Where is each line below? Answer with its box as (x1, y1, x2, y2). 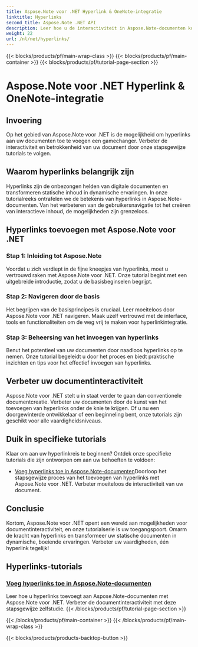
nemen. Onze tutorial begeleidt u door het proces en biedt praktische (6, 353, 174, 360)
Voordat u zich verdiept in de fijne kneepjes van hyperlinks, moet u (6, 265, 169, 272)
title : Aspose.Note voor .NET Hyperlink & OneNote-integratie (6, 8, 162, 15)
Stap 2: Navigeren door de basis (6, 292, 100, 301)
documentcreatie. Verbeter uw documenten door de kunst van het (6, 398, 167, 405)
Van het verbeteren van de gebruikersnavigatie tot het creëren (39, 201, 191, 209)
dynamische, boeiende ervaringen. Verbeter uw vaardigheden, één (6, 538, 169, 545)
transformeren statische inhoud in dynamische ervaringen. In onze (6, 188, 168, 196)
